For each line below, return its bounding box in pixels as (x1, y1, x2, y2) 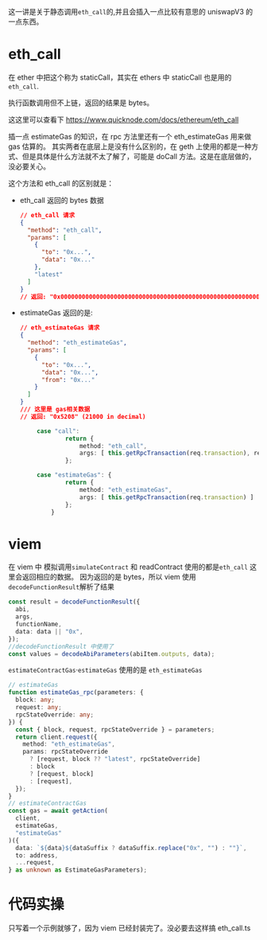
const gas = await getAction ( (8, 807, 109, 815)
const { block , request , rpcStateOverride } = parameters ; (15, 725, 215, 734)
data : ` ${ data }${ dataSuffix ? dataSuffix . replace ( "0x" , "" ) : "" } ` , (15, 844, 247, 852)
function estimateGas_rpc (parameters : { (8, 688, 145, 696)
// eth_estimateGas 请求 (19, 324, 100, 332)
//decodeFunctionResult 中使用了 (8, 642, 114, 650)
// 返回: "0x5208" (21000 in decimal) (19, 412, 146, 420)
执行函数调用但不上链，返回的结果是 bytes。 (8, 98, 154, 107)
